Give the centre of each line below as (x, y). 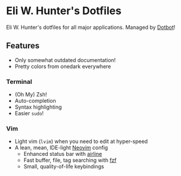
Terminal (19, 82)
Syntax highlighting (38, 107)
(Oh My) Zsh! (31, 94)
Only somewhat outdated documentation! (65, 60)
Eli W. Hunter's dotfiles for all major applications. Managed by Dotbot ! (91, 27)
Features (23, 46)
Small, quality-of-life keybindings (64, 167)
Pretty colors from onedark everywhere (63, 66)
